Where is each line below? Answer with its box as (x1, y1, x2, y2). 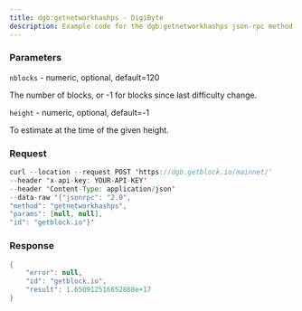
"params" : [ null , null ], (9, 210, 103, 219)
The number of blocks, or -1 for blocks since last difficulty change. (9, 90, 258, 100)
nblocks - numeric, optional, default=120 (9, 71, 160, 82)
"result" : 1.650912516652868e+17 (25, 286, 152, 295)
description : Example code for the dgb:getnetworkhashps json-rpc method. (9, 22, 297, 31)
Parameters (9, 52, 61, 64)
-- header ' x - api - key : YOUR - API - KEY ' (9, 175, 147, 185)
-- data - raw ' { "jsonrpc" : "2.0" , (9, 193, 131, 202)
